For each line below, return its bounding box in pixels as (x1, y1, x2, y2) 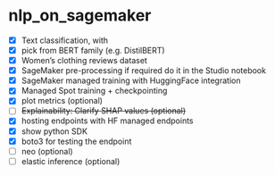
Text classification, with (21, 35, 109, 46)
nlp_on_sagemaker (8, 5, 152, 26)
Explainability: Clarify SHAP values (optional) (21, 105, 187, 116)
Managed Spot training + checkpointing (21, 86, 168, 96)
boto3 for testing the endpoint (21, 136, 132, 146)
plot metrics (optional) (21, 96, 104, 106)
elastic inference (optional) (21, 155, 121, 166)
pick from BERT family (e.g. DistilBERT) (21, 46, 166, 55)
